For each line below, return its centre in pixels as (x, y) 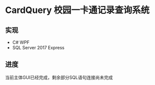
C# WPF (21, 42)
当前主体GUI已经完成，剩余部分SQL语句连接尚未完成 (59, 77)
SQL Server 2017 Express (38, 47)
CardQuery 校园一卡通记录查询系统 (77, 10)
